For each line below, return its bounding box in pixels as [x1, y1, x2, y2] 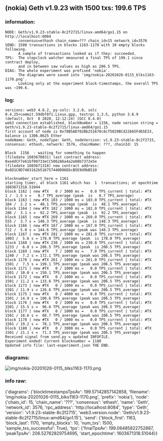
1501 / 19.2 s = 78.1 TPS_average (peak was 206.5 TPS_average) [5, 321, 141, 327]
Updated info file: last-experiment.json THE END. [5, 343, 110, 348]
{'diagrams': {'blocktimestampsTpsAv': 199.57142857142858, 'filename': [5, 389, 150, 395]
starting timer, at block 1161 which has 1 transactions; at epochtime [5, 180, 159, 185]
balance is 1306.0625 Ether [5, 133, 62, 138]
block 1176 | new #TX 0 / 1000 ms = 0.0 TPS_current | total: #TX [5, 300, 152, 305]
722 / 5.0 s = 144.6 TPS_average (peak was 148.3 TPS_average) [5, 227, 139, 232]
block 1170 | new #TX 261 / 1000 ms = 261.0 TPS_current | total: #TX [5, 257, 152, 262]
